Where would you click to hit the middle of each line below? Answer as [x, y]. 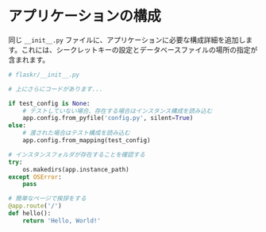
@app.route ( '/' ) [35, 206]
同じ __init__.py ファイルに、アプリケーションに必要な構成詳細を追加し [127, 40]
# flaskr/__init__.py [44, 75]
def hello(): [30, 214]
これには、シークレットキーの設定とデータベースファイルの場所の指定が [139, 49]
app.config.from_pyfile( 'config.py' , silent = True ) [108, 118]
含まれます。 [29, 60]
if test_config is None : [49, 103]
